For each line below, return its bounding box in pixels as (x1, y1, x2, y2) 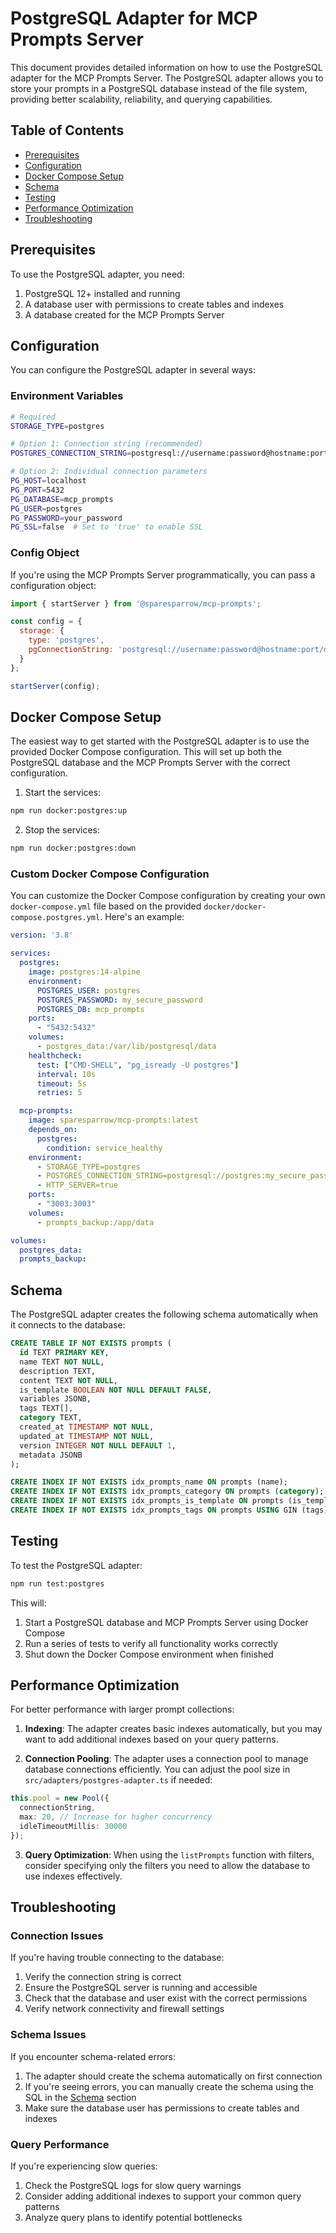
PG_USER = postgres (10, 503, 83, 514)
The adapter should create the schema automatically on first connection (24, 2070, 323, 2082)
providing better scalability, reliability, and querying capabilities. (10, 93, 273, 105)
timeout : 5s (36, 1078, 87, 1089)
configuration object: (10, 579, 97, 591)
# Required (10, 412, 56, 422)
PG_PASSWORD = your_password (10, 513, 123, 523)
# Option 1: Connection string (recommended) (10, 439, 203, 449)
